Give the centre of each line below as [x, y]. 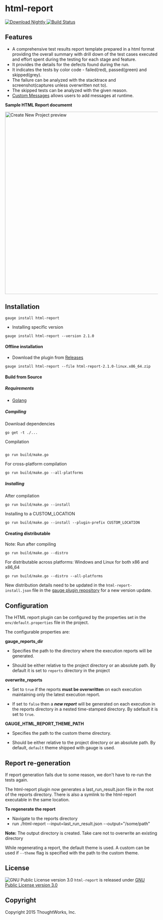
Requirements [19, 388]
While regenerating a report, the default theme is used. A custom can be [77, 848]
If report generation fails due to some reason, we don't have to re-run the [78, 775]
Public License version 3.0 [31, 885]
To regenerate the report [30, 809]
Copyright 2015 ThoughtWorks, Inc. [41, 912]
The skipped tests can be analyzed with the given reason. [70, 90]
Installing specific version [38, 327]
